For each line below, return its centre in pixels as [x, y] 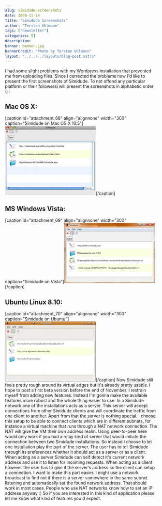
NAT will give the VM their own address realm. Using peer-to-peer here [76, 431]
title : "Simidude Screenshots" [37, 20]
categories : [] [20, 36]
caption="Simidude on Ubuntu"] [37, 319]
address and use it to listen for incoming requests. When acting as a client [79, 462]
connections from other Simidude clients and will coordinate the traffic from [81, 410]
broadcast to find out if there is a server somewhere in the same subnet [76, 477]
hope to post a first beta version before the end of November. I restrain [76, 390]
